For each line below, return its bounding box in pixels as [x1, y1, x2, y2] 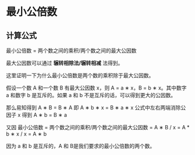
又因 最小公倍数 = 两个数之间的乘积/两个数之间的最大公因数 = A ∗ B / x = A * [6, 124, 190, 130]
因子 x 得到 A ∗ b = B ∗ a [6, 112, 68, 118]
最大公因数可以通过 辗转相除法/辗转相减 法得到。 [6, 60, 123, 66]
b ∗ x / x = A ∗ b [6, 130, 47, 137]
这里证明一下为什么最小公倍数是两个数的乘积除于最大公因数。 [6, 72, 154, 79]
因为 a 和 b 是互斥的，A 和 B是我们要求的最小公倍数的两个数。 [6, 143, 155, 149]
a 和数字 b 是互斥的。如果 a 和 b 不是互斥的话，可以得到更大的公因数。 [6, 92, 176, 98]
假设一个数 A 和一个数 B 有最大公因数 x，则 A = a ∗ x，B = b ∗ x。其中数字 [6, 84, 187, 91]
